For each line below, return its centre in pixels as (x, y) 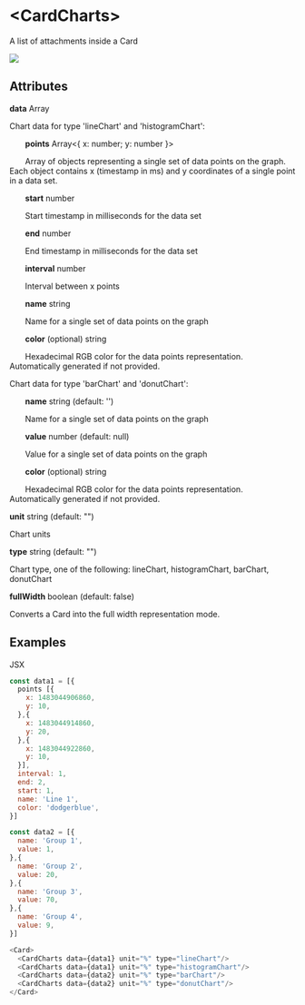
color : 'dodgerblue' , (59, 808)
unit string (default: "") (52, 516)
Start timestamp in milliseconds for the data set (113, 215)
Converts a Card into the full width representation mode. (115, 614)
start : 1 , (36, 791)
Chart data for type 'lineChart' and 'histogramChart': (108, 126)
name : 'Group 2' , (50, 866)
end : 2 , (32, 783)
